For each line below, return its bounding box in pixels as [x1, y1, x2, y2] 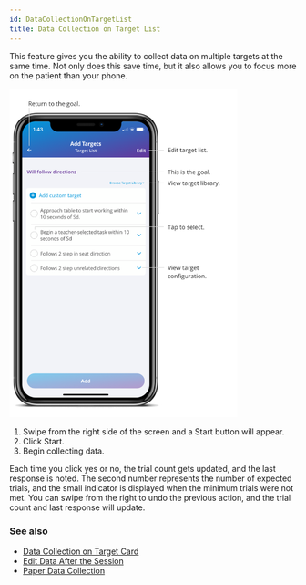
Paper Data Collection [22, 565, 106, 576]
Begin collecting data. [22, 445, 105, 456]
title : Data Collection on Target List [9, 24, 161, 34]
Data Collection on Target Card [22, 546, 139, 557]
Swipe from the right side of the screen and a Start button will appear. [22, 426, 285, 437]
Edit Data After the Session [22, 555, 125, 566]
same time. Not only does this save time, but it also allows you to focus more [9, 60, 297, 71]
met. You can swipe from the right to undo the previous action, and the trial [9, 493, 291, 504]
